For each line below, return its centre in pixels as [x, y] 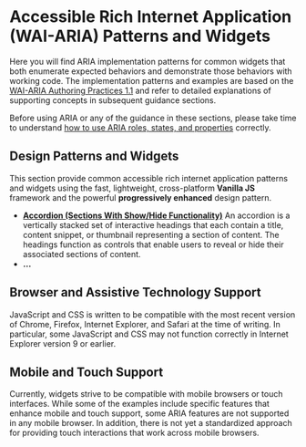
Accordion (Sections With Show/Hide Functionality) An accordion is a [156, 215]
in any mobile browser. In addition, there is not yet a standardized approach [151, 423]
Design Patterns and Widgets [94, 156]
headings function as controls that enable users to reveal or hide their [153, 244]
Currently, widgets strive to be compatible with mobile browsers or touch [146, 394]
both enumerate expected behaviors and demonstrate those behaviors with [151, 71]
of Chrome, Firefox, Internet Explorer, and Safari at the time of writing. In [145, 324]
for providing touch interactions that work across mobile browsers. [134, 433]
